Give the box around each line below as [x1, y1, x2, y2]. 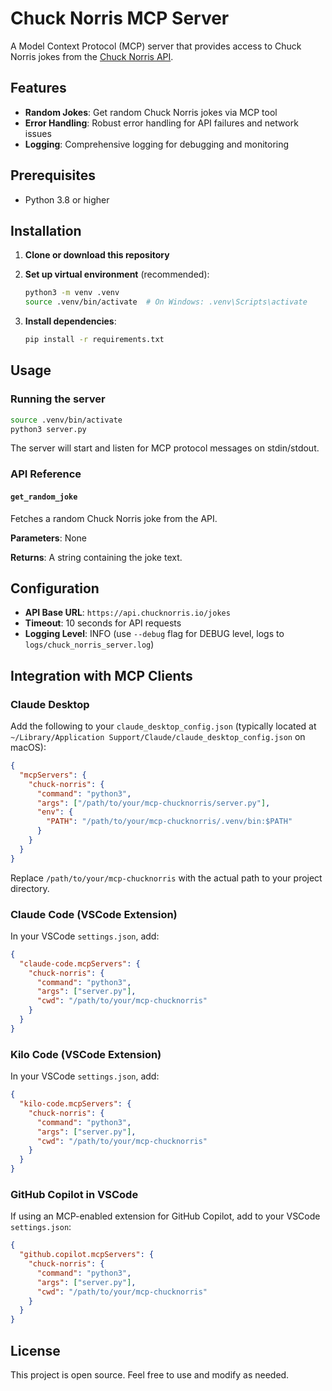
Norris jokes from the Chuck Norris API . [10, 50, 174, 62]
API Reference [10, 467, 82, 481]
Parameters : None [10, 532, 88, 544]
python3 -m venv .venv [24, 288, 120, 298]
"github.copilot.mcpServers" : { [19, 1250, 155, 1260]
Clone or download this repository [24, 249, 170, 261]
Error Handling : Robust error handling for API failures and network [24, 117, 299, 129]
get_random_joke [10, 492, 78, 502]
